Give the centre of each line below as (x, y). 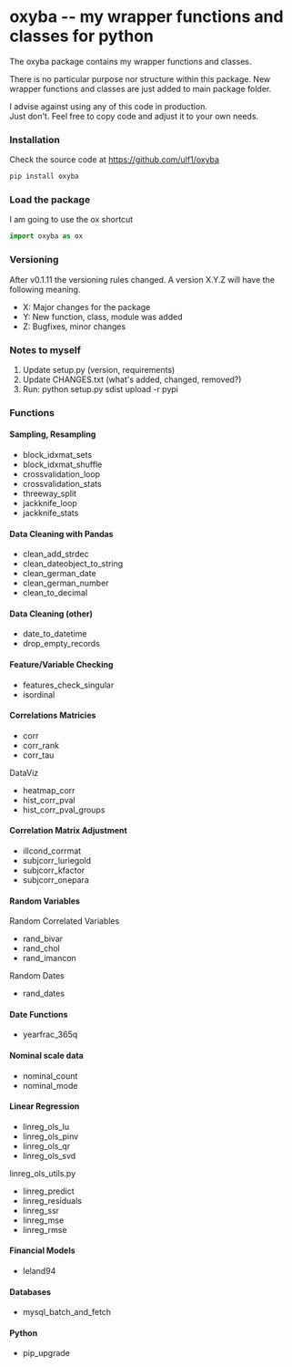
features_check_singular (68, 685)
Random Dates (37, 976)
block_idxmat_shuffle (62, 464)
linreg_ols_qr (46, 1145)
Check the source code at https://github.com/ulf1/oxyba (115, 160)
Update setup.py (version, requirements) (99, 369)
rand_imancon (50, 958)
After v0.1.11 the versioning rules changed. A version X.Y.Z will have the (142, 279)
